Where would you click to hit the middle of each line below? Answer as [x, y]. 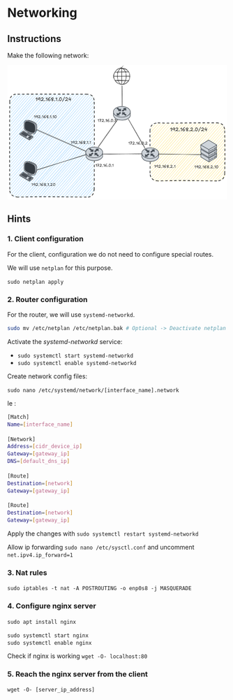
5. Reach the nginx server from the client [78, 674]
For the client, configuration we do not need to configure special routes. [111, 254]
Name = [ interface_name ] [40, 424]
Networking [43, 13]
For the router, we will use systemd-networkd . [71, 315]
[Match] [18, 417]
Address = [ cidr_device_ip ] [45, 447]
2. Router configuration [48, 299]
